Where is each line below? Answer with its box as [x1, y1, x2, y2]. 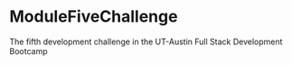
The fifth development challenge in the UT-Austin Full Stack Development [9, 36, 283, 47]
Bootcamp [9, 45, 48, 56]
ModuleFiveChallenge [9, 6, 178, 27]
